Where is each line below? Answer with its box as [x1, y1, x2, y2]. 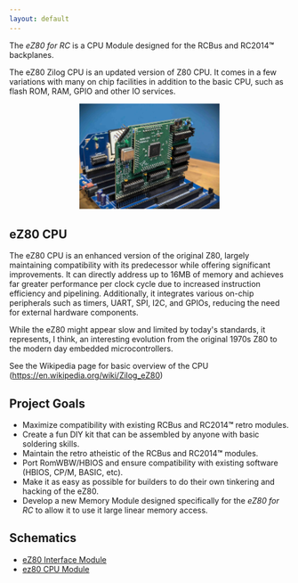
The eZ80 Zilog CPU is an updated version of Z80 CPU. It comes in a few [9, 67, 278, 78]
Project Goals [9, 396, 86, 411]
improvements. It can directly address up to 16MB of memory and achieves [9, 269, 285, 280]
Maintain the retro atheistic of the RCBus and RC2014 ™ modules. [21, 448, 259, 458]
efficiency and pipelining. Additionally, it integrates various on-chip [9, 288, 254, 299]
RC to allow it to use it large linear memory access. [21, 505, 208, 515]
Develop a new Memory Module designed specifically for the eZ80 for [21, 495, 280, 505]
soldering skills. [21, 438, 80, 449]
